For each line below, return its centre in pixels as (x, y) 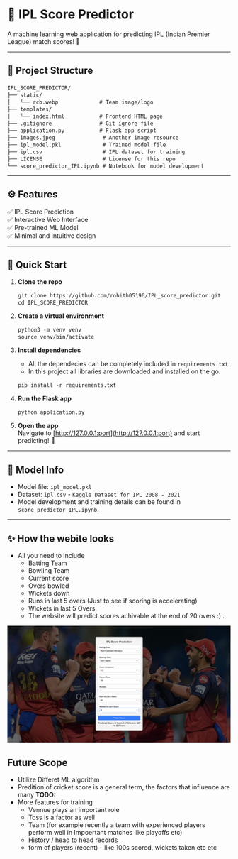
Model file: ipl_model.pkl (55, 487)
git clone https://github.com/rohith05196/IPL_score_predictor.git (119, 296)
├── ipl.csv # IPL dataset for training (96, 152)
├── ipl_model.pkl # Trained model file (87, 145)
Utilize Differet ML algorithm (59, 779)
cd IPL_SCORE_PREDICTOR (53, 303)
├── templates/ (30, 109)
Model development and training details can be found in (99, 502)
